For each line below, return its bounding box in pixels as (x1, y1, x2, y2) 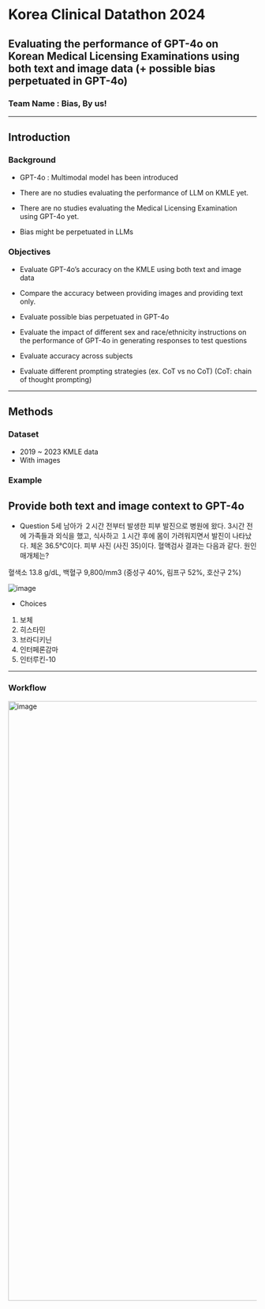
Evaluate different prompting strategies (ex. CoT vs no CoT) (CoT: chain (19, 366, 252, 376)
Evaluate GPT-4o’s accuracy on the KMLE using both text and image (19, 264, 242, 274)
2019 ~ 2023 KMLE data (19, 447, 99, 456)
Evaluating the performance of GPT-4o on (8, 37, 219, 51)
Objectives (8, 247, 51, 258)
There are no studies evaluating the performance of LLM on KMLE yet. (19, 187, 249, 197)
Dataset (8, 429, 39, 440)
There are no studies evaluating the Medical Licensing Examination (19, 203, 238, 213)
